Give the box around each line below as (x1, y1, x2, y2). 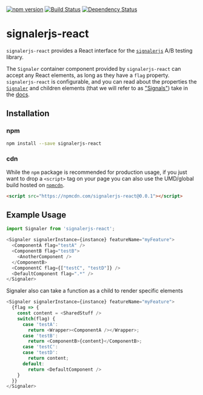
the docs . (6, 91, 30, 98)
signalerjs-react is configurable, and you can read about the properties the (6, 78, 197, 85)
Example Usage (6, 210, 67, 221)
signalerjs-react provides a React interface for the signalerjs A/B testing (6, 47, 193, 54)
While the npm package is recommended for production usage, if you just (6, 168, 188, 176)
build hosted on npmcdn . (6, 181, 65, 188)
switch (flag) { (17, 316, 56, 322)
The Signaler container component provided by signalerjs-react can (6, 65, 181, 72)
